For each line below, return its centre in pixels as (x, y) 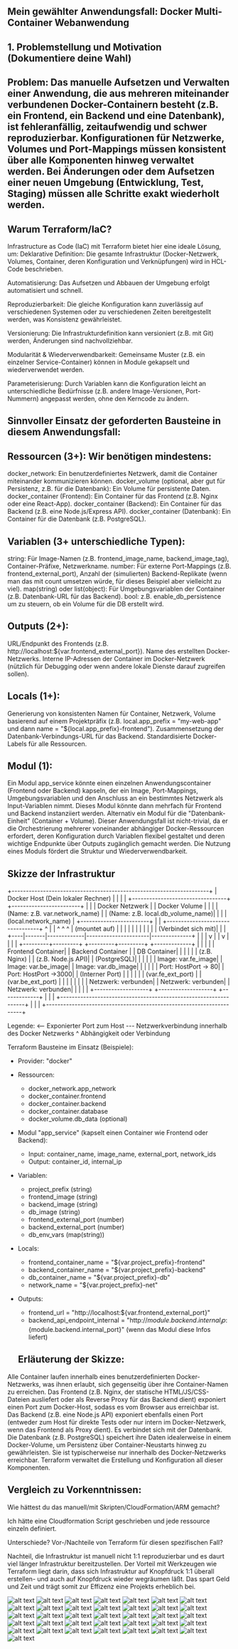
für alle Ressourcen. (58, 743)
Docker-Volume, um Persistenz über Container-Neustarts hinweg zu (107, 1444)
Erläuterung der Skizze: (71, 1359)
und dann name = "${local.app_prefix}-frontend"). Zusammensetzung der (115, 728)
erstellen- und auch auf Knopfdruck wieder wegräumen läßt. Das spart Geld (119, 1578)
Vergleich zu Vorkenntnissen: (75, 1490)
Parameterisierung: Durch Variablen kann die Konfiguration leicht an (107, 383)
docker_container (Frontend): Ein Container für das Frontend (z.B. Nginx (113, 496)
